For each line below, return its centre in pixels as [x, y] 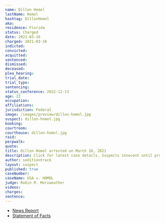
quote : [12, 147]
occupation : [17, 101]
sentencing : [17, 87]
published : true [22, 169]
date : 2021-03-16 [23, 37]
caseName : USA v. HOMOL [29, 178]
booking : [14, 124]
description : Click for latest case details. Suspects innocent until [79, 155]
